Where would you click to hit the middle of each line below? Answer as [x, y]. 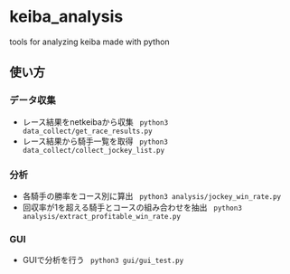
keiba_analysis [66, 17]
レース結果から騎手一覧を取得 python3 [95, 141]
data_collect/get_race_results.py [87, 131]
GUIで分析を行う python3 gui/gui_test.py [103, 260]
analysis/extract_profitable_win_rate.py [101, 216]
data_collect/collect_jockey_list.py [94, 150]
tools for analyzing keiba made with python [89, 42]
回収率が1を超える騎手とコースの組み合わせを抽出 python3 [132, 207]
